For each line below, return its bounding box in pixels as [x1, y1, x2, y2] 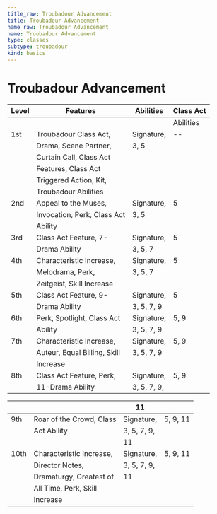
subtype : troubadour [7, 43, 69, 50]
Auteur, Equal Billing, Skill [36, 347, 120, 357]
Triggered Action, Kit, [36, 175, 107, 185]
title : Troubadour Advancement [7, 17, 100, 24]
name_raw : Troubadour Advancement [7, 23, 110, 30]
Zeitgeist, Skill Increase [36, 279, 113, 288]
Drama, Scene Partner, [36, 141, 112, 151]
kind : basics [7, 50, 46, 57]
